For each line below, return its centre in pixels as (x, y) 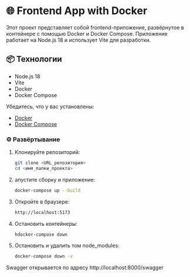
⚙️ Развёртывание (33, 139)
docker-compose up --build (48, 190)
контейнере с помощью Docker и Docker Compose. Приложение (87, 34)
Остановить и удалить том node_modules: (67, 246)
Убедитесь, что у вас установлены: (50, 106)
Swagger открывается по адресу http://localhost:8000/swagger (85, 268)
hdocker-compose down (41, 234)
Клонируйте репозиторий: (47, 152)
